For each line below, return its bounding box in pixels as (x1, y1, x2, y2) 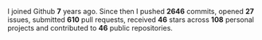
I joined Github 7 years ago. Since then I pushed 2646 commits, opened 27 (7, 7, 255, 16)
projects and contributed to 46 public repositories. (7, 24, 173, 32)
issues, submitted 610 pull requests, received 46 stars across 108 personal (7, 15, 254, 24)
